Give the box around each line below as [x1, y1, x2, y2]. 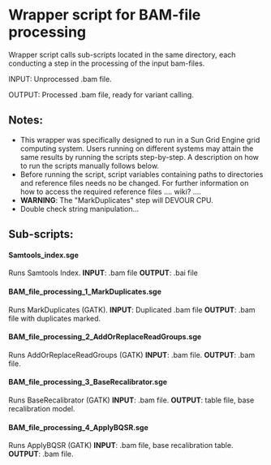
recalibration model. [8, 403, 75, 413]
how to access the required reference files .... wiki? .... [19, 187, 201, 196]
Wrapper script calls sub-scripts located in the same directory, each [8, 50, 236, 59]
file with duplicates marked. [8, 313, 101, 323]
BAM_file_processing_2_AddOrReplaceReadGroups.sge [8, 332, 202, 342]
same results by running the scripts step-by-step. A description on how [19, 152, 260, 161]
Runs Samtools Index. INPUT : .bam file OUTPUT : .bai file [8, 268, 199, 278]
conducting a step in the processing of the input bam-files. [8, 58, 205, 68]
